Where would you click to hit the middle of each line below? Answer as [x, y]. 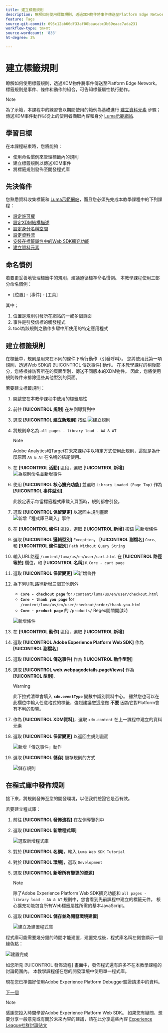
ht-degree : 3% [20, 38]
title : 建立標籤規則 [25, 10]
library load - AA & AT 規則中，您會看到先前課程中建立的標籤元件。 [84, 899]
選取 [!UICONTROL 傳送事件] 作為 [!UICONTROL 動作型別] [73, 659]
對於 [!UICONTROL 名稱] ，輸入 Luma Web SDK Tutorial [69, 851]
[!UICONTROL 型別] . [34, 676]
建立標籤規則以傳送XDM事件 [42, 163]
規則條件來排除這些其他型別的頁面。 [43, 377]
